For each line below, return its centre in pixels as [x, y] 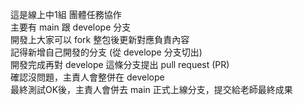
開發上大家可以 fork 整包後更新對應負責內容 [100, 39]
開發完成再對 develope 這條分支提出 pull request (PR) [120, 64]
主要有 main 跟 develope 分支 [71, 27]
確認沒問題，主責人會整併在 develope [87, 77]
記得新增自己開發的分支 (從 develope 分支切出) [106, 52]
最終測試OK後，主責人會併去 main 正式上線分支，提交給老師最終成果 [151, 89]
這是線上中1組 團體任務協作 [66, 14]
